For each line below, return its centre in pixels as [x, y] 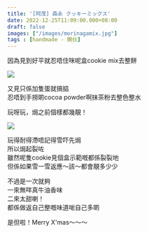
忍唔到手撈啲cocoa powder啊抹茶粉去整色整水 [74, 97]
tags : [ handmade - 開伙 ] [44, 40]
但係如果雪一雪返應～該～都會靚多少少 [62, 167]
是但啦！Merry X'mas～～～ [47, 223]
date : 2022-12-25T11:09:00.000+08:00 [62, 20]
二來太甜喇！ [26, 199]
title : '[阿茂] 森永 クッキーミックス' [59, 14]
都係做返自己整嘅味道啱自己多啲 [53, 208]
